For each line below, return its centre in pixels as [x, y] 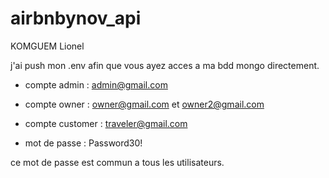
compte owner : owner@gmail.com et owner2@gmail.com [144, 104]
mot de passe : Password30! [83, 143]
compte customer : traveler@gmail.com [106, 123]
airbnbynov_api [76, 18]
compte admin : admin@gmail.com [96, 84]
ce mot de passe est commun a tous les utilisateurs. [117, 162]
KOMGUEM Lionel [47, 46]
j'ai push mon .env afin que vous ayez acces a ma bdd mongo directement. [165, 65]
